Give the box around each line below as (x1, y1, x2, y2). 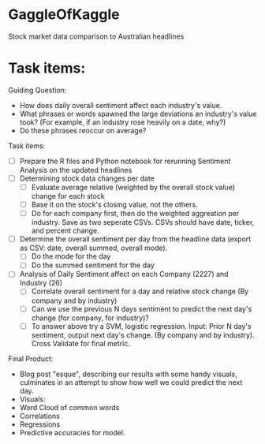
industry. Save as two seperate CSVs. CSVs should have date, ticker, (31, 218, 255, 227)
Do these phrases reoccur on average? (19, 125, 147, 135)
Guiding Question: (8, 85, 67, 95)
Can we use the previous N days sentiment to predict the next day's (31, 304, 252, 313)
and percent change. (31, 226, 100, 236)
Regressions (19, 420, 61, 429)
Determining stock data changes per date (19, 173, 155, 183)
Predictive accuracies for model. (19, 427, 125, 437)
